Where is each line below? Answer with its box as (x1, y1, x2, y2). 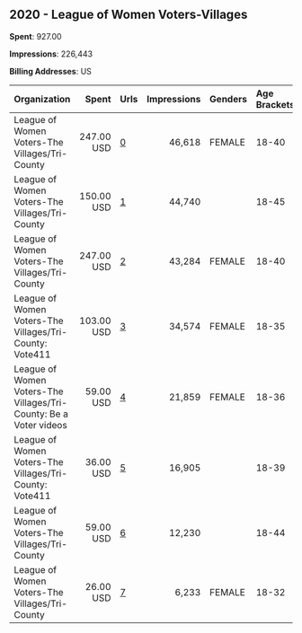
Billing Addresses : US (9, 66, 93, 76)
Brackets (255, 98, 295, 110)
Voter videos (13, 418, 67, 431)
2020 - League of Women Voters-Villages (9, 7, 248, 22)
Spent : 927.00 (9, 31, 62, 41)
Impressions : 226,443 (9, 48, 93, 59)
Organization (13, 92, 71, 105)
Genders (209, 92, 247, 105)
